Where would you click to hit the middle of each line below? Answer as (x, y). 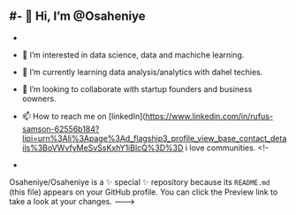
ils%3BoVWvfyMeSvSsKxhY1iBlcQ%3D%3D (102, 148)
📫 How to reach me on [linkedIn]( (83, 116)
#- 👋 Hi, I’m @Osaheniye (77, 16)
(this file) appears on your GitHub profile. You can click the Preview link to (144, 192)
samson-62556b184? (61, 128)
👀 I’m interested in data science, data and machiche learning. (133, 55)
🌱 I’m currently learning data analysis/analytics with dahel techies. (142, 72)
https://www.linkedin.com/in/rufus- (209, 116)
